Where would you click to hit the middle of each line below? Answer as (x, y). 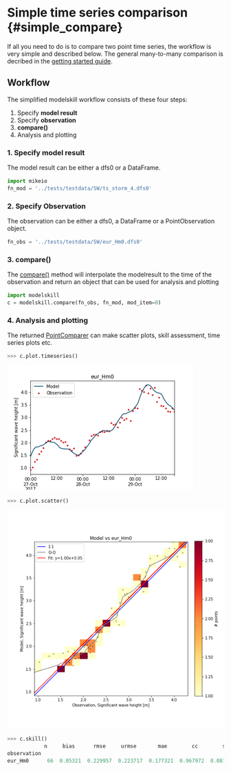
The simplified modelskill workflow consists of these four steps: (97, 99)
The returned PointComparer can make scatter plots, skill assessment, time (114, 335)
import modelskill (33, 296)
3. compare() (29, 259)
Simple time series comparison (97, 13)
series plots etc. (30, 343)
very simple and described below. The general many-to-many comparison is (115, 54)
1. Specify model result (46, 152)
